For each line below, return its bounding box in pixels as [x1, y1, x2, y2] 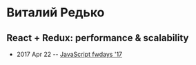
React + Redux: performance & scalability [6, 32, 189, 44]
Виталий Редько [6, 5, 105, 21]
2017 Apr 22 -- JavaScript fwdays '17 [16, 50, 123, 58]
